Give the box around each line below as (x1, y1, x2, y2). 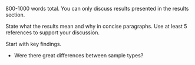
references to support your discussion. (5, 29, 100, 36)
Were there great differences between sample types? (14, 52, 144, 58)
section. (5, 11, 25, 18)
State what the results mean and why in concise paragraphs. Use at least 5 (5, 23, 187, 30)
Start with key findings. (5, 41, 62, 47)
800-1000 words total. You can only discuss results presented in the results (5, 5, 189, 12)
